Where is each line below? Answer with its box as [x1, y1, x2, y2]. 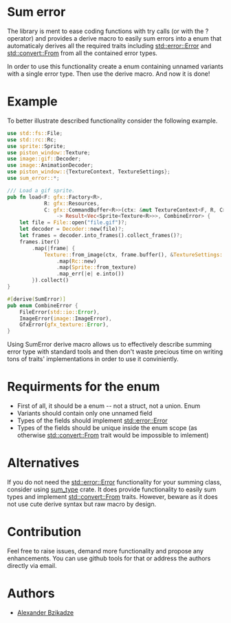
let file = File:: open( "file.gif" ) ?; [19, 219, 128, 226]
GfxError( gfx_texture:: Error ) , [19, 321, 109, 328]
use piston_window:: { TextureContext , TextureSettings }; [7, 168, 170, 176]
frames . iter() [19, 238, 60, 245]
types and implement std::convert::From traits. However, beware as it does [7, 493, 218, 500]
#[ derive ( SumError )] [7, 296, 67, 303]
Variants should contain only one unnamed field [16, 409, 153, 418]
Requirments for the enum [7, 379, 160, 395]
